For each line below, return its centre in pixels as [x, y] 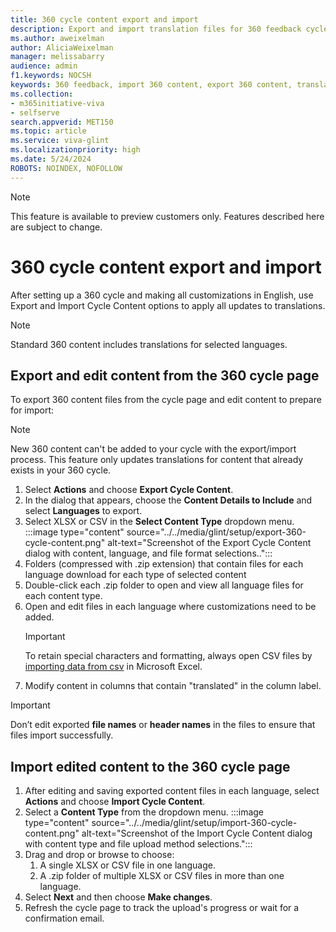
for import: [32, 410]
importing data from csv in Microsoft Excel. [113, 667]
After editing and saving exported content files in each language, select [172, 791]
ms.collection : [42, 94]
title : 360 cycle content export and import [104, 19]
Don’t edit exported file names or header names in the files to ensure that [163, 725]
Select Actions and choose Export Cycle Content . [129, 490]
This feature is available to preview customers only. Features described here [167, 216]
